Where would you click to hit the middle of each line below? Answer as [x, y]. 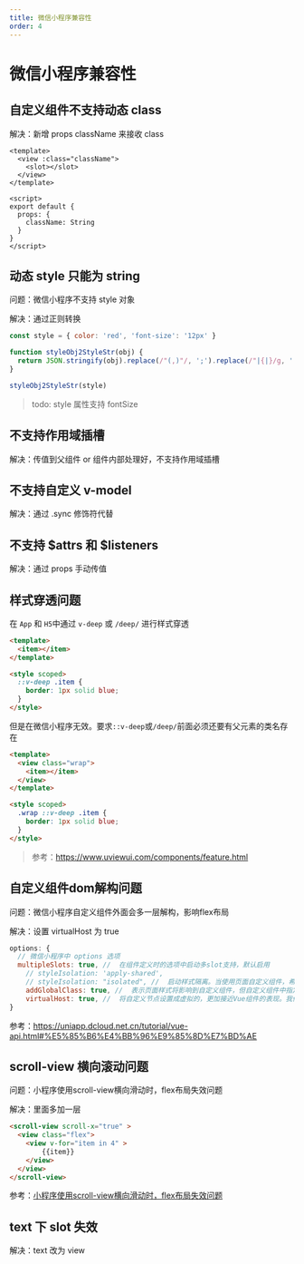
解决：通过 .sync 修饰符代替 [62, 514]
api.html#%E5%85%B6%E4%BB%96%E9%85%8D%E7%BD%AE [133, 1036]
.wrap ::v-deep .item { [62, 813]
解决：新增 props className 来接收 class [87, 133]
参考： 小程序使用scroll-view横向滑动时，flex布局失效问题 [116, 1196]
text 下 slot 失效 [53, 1226]
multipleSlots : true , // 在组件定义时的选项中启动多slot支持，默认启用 [143, 965]
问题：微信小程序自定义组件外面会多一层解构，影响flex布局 [119, 911]
